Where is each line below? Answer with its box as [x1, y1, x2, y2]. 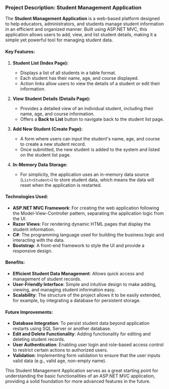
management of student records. [12, 276, 81, 282]
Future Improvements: [5, 309, 53, 315]
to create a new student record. [20, 141, 86, 147]
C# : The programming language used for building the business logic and [12, 231, 164, 237]
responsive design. [12, 248, 53, 254]
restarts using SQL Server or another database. [12, 325, 111, 332]
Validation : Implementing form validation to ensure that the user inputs [12, 353, 160, 359]
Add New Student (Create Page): [12, 126, 83, 132]
